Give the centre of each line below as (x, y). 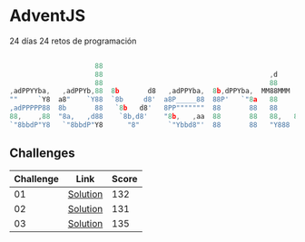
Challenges (42, 154)
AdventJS (48, 16)
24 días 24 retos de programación (73, 41)
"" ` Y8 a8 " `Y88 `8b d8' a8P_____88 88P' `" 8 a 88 (144, 100)
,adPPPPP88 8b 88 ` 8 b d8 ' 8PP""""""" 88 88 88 (144, 108)
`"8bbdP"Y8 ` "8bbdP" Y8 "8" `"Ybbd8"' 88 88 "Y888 (150, 125)
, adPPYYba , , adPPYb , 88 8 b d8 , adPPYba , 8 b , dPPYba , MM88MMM (150, 92)
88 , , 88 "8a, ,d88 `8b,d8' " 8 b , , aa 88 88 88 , (146, 117)
